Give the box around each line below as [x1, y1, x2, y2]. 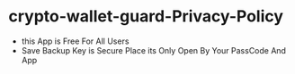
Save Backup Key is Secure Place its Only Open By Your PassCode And [21, 45, 287, 55]
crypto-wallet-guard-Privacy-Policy [8, 6, 284, 27]
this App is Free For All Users [21, 36, 130, 46]
